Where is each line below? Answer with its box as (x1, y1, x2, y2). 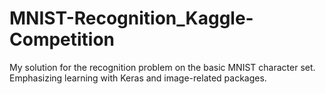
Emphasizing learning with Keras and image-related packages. (9, 72, 267, 84)
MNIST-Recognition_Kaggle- (9, 7, 254, 30)
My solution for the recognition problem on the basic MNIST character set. (9, 61, 316, 73)
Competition (9, 28, 116, 51)
